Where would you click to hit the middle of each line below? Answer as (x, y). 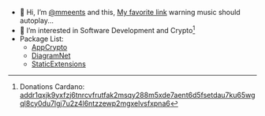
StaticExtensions (59, 64)
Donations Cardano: (52, 86)
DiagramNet (51, 55)
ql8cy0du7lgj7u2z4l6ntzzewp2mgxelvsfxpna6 (95, 103)
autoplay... (36, 21)
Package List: (42, 39)
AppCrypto (49, 47)
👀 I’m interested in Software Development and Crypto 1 (107, 30)
